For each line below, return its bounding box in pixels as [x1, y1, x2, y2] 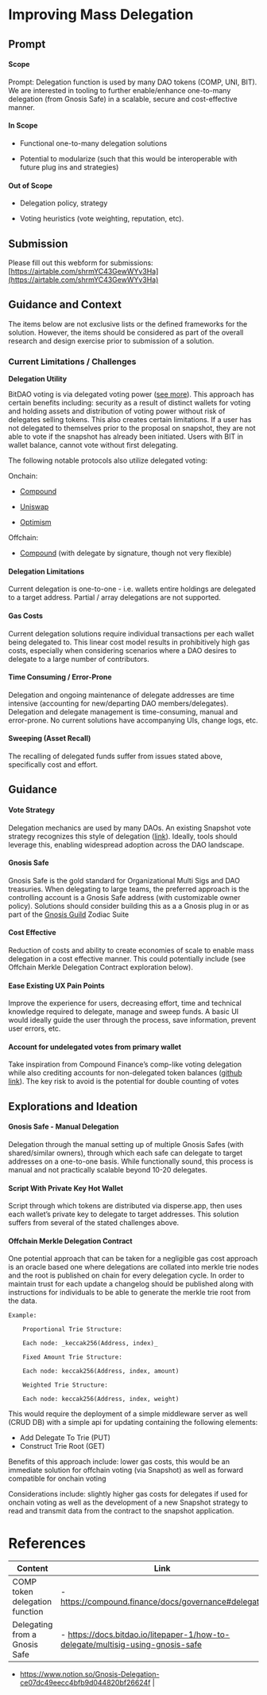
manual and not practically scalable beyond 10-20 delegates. [8, 1165, 208, 1174]
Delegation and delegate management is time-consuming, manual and [8, 707, 238, 716]
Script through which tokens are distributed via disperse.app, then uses [8, 1201, 242, 1211]
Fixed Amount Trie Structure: [22, 1353, 123, 1361]
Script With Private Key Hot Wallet [8, 1183, 124, 1192]
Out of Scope [8, 181, 53, 190]
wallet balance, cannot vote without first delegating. [8, 440, 179, 450]
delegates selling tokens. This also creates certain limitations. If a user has [8, 415, 252, 425]
